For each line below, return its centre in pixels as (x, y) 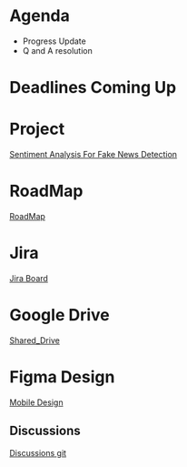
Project (37, 129)
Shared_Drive (35, 340)
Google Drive (60, 315)
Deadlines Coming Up (93, 88)
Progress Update (54, 41)
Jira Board (29, 278)
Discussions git (38, 452)
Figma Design (62, 377)
